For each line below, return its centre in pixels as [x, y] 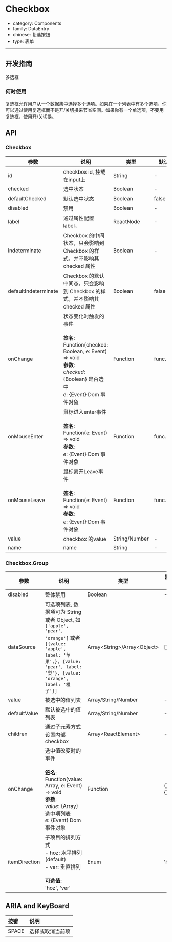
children [18, 734]
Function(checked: [86, 344]
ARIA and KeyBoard [37, 906]
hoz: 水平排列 [66, 853]
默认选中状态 [79, 199]
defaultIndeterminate [33, 291]
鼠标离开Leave [81, 471]
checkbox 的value [85, 539]
